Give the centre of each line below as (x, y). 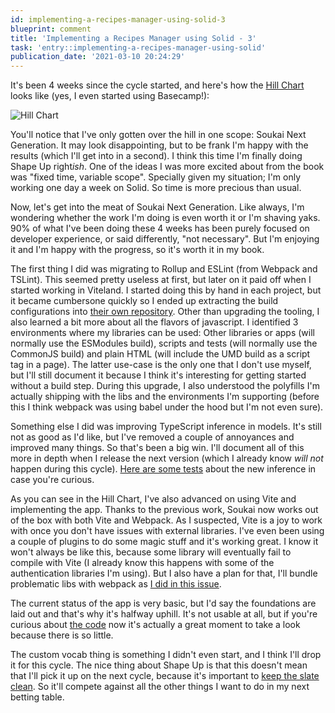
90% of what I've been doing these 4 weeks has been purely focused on (160, 228)
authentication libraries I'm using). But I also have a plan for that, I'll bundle (164, 573)
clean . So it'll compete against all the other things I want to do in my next (160, 687)
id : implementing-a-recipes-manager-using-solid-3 (118, 19)
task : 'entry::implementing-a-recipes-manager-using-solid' (138, 47)
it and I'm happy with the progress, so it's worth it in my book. (137, 250)
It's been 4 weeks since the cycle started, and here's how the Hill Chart (157, 85)
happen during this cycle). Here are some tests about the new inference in (163, 469)
